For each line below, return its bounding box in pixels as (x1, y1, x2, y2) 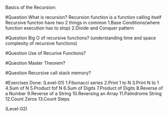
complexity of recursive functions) (5, 40, 77, 46)
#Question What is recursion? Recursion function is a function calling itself (5, 14, 162, 20)
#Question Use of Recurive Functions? (5, 50, 86, 56)
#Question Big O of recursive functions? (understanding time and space (5, 35, 156, 41)
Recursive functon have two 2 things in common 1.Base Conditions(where (5, 20, 160, 25)
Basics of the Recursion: (5, 5, 57, 10)
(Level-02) (5, 106, 27, 111)
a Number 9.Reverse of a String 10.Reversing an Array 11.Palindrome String (5, 91, 162, 96)
